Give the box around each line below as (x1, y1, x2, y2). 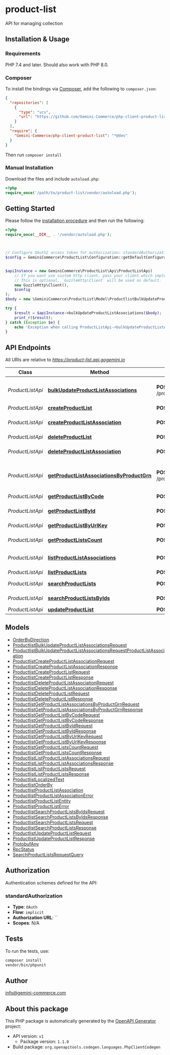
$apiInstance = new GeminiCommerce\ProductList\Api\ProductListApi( (5, 268, 153, 274)
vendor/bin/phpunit (5, 962, 47, 968)
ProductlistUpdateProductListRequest (12, 830, 92, 836)
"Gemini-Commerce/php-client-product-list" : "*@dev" (14, 133, 128, 138)
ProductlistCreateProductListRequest (12, 669, 90, 675)
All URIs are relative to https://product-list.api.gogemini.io (5, 357, 125, 363)
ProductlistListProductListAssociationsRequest (12, 755, 110, 761)
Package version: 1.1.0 (20, 1038, 69, 1045)
